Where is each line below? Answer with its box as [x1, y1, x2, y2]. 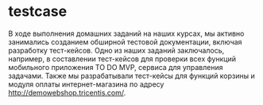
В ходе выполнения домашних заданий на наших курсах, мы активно [8, 29, 245, 38]
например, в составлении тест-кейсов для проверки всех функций [8, 54, 237, 64]
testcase [8, 2, 68, 21]
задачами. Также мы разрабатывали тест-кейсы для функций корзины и [8, 71, 256, 80]
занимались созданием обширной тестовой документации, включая [8, 37, 242, 46]
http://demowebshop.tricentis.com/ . [8, 87, 126, 97]
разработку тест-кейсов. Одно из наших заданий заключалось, [8, 45, 225, 55]
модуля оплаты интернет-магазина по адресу [8, 79, 164, 89]
